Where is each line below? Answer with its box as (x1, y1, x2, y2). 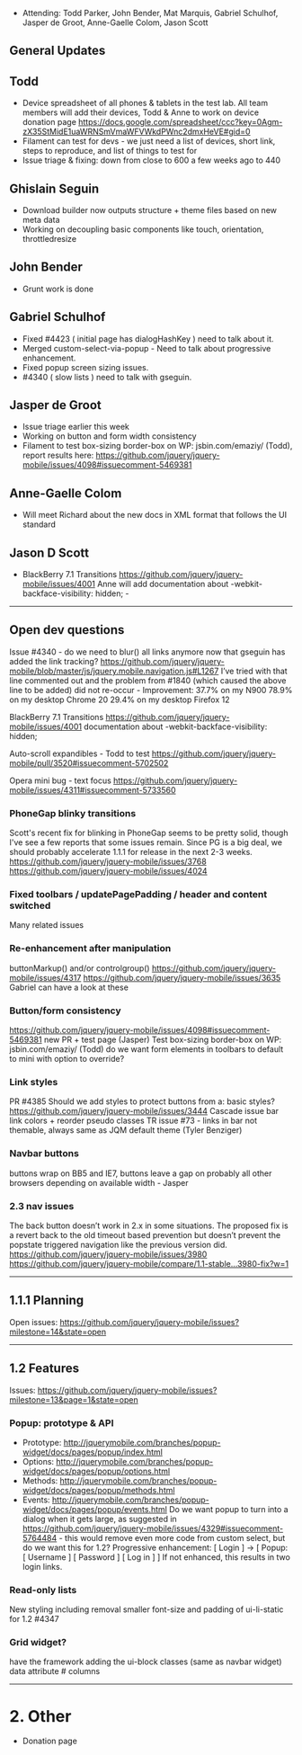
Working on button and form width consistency (22, 431, 197, 441)
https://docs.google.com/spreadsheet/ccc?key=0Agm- (77, 117, 283, 128)
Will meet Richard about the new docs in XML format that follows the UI (22, 510, 288, 521)
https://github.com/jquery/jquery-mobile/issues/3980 (9, 1249, 208, 1260)
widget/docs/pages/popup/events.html (22, 1503, 168, 1514)
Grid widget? (9, 1636, 67, 1649)
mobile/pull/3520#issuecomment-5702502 (9, 757, 169, 768)
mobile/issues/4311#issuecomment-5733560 (9, 784, 177, 795)
